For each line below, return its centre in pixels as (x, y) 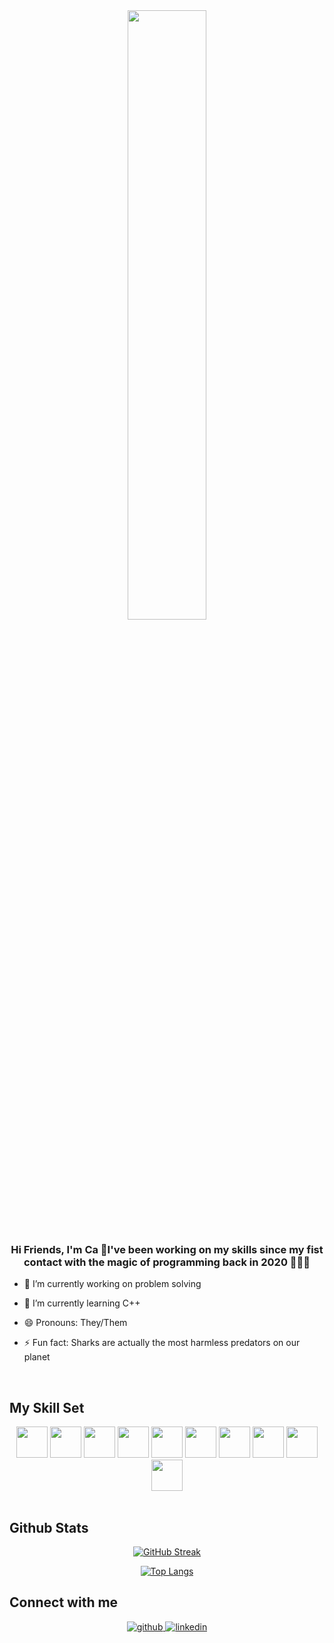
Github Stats (49, 1527)
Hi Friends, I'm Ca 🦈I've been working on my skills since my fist (167, 1249)
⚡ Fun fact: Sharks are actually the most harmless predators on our (162, 1343)
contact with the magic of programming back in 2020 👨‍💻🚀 (167, 1262)
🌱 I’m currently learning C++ (82, 1303)
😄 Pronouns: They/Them (75, 1323)
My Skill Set (47, 1407)
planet (37, 1357)
